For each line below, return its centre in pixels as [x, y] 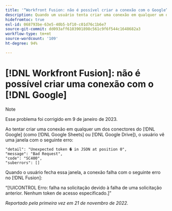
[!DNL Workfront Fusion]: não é [73, 73]
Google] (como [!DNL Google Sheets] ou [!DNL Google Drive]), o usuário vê [85, 134]
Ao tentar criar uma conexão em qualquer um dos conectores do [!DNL [80, 129]
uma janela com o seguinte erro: [39, 140]
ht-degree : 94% [21, 44]
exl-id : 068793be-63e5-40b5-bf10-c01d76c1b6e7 [56, 24]
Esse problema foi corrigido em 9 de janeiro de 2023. [61, 119]
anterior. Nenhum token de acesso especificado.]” [58, 193]
